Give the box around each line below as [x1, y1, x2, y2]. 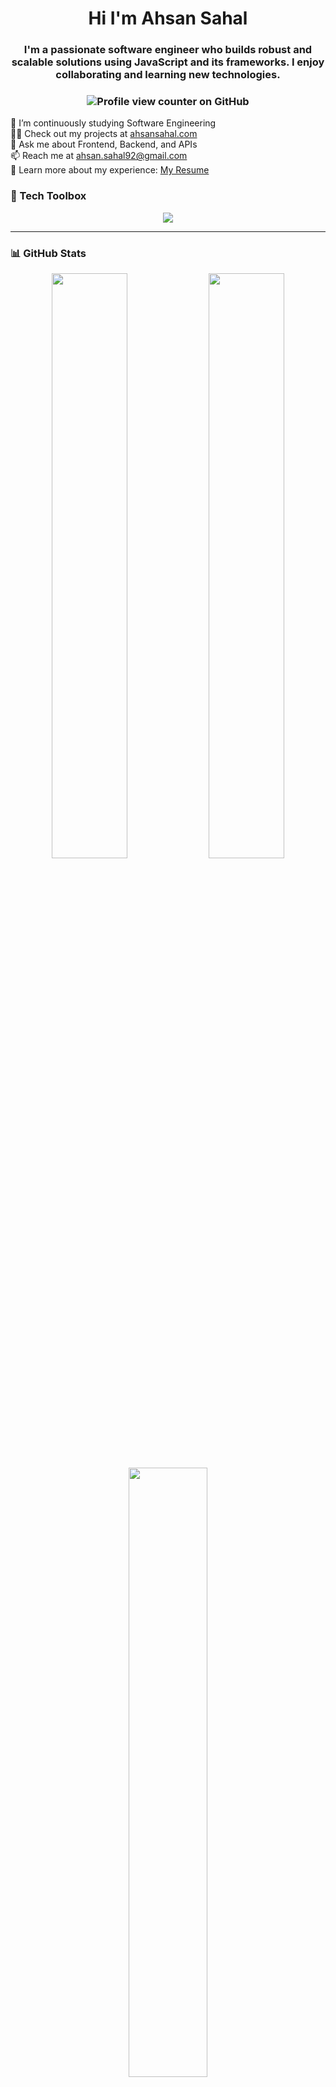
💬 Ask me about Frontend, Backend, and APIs [10, 138, 198, 151]
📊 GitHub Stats [10, 246, 87, 260]
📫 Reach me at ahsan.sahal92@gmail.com [10, 150, 188, 162]
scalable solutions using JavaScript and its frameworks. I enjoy [11, 55, 325, 69]
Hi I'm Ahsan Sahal [88, 7, 248, 30]
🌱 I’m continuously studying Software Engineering [10, 117, 217, 129]
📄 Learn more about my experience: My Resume [10, 164, 210, 176]
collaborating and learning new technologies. [55, 68, 281, 82]
